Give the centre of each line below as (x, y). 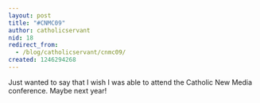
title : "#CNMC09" (37, 23)
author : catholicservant (49, 30)
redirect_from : (33, 45)
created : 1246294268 (43, 60)
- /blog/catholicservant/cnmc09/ (71, 52)
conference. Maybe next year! (58, 90)
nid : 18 (21, 38)
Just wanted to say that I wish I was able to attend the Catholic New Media (130, 82)
